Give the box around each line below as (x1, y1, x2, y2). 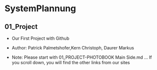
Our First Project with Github (11, 35, 70, 41)
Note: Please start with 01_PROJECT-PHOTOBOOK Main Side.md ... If (11, 54, 152, 60)
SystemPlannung (4, 3, 77, 14)
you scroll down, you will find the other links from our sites (11, 60, 131, 65)
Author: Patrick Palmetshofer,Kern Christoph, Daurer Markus (11, 45, 134, 50)
